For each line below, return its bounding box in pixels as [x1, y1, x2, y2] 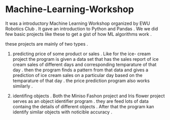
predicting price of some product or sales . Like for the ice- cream [12, 51, 151, 57]
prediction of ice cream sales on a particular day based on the [12, 72, 143, 78]
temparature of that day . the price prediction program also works [12, 77, 150, 84]
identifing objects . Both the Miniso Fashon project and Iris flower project [12, 93, 165, 99]
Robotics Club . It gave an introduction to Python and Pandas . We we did [5, 25, 158, 31]
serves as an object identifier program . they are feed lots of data [12, 98, 149, 104]
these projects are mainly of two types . [5, 41, 88, 47]
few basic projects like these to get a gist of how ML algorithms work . [5, 31, 152, 37]
